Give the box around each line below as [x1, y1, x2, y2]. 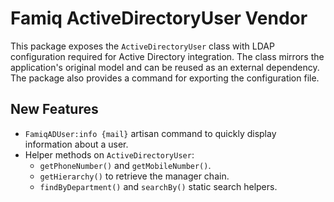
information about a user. [24, 138, 129, 150]
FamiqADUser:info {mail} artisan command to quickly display [24, 127, 277, 139]
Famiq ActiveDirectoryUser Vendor [10, 7, 308, 30]
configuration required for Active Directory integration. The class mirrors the [10, 50, 325, 62]
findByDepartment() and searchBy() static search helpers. [39, 180, 278, 192]
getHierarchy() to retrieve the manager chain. [39, 170, 230, 182]
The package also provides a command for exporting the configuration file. [10, 72, 320, 84]
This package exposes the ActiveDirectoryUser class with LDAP [10, 40, 275, 52]
